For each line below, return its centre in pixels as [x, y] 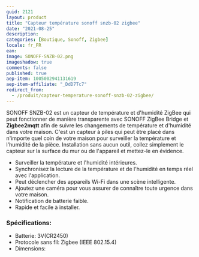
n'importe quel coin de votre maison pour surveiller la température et [91, 138]
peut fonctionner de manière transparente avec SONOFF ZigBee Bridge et [97, 119]
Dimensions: [30, 249]
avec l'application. [37, 175]
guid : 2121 [20, 12]
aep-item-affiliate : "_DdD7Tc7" [46, 85]
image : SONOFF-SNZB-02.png [40, 56]
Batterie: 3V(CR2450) [42, 236]
